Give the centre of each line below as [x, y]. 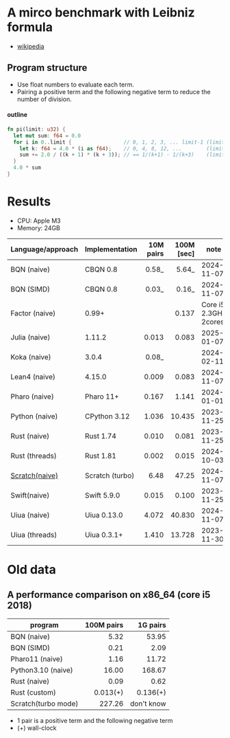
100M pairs [104, 625]
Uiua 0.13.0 [104, 515]
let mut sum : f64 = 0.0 [47, 135]
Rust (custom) [33, 692]
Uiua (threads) [34, 535]
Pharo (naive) [33, 396]
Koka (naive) [31, 357]
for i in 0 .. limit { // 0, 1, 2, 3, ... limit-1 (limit [119, 142]
